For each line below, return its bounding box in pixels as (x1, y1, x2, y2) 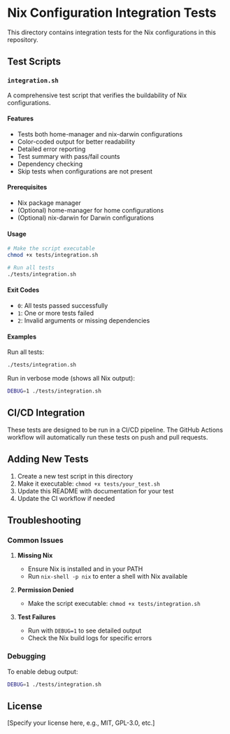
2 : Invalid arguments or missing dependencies (17, 316, 150, 325)
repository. (7, 35, 38, 43)
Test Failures (17, 613, 56, 621)
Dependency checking (17, 160, 82, 168)
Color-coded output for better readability (17, 137, 136, 146)
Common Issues (7, 535, 64, 545)
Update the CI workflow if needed (17, 494, 115, 502)
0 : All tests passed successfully (17, 301, 108, 309)
